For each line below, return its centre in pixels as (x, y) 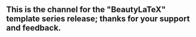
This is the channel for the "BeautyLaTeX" (86, 10)
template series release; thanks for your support (98, 19)
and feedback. (34, 28)
